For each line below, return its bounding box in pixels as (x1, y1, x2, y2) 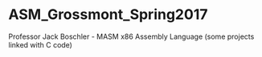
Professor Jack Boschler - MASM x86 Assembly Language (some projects (8, 32, 255, 41)
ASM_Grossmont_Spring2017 (8, 6, 208, 24)
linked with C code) (8, 40, 72, 49)
